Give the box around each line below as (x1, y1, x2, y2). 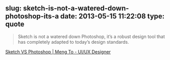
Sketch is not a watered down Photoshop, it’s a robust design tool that (17, 33, 165, 40)
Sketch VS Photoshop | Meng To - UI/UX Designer (5, 48, 111, 55)
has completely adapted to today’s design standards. (17, 39, 129, 45)
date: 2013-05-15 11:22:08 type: (60, 12, 165, 21)
